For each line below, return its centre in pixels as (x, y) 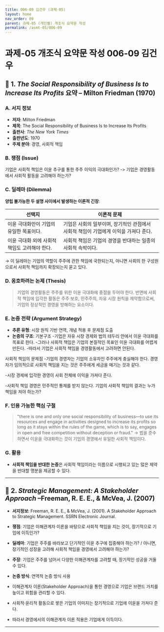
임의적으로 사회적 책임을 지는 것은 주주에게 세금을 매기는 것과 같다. (77, 365)
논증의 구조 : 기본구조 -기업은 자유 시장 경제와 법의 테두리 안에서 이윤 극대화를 (85, 336)
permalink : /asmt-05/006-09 (34, 28)
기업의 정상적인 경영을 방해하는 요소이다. (55, 304)
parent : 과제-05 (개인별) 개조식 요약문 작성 (45, 23)
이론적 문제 (110, 214)
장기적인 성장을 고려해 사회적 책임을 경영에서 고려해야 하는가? (71, 549)
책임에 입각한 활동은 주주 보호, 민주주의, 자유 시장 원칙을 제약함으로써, (89, 298)
